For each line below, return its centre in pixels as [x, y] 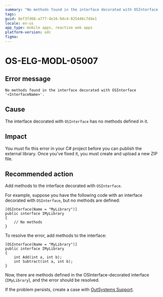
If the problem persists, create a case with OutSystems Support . [70, 290]
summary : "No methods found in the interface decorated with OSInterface [82, 10]
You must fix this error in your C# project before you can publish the [73, 148]
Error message [28, 79]
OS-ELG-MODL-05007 [51, 61]
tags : [10, 14]
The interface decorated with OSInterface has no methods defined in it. [77, 121]
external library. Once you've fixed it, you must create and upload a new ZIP [81, 153]
